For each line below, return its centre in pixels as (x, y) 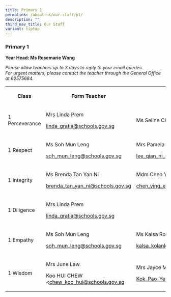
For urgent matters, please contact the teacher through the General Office (83, 73)
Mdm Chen (149, 175)
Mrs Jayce (149, 267)
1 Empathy (21, 240)
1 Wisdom (20, 273)
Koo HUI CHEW (64, 276)
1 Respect (20, 150)
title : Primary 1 (24, 10)
